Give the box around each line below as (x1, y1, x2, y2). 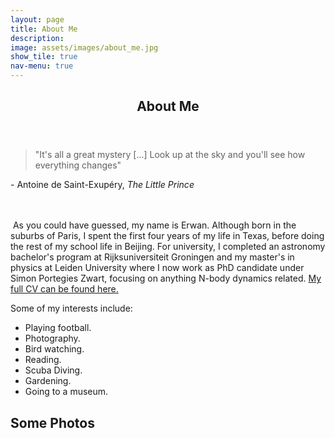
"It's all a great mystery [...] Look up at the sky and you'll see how (34, 149, 306, 161)
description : (10, 33, 65, 43)
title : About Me (10, 24, 78, 34)
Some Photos (10, 414, 95, 431)
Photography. (24, 332, 81, 345)
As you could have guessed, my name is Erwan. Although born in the (12, 219, 297, 231)
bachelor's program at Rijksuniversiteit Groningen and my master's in (10, 251, 295, 263)
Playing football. (24, 322, 92, 334)
